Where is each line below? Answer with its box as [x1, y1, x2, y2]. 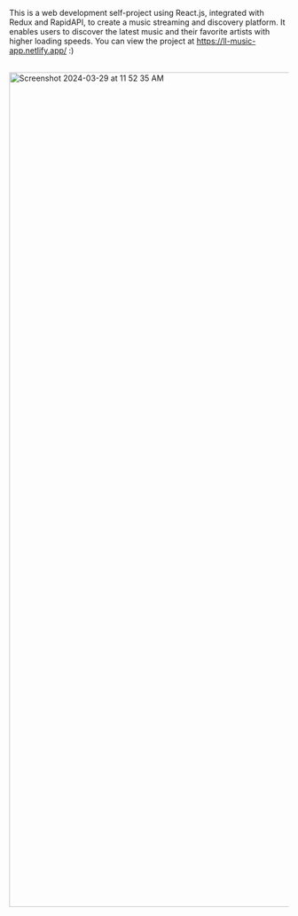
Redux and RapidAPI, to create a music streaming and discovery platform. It [9, 17, 286, 27]
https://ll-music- [196, 35, 256, 46]
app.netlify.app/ [9, 45, 67, 56]
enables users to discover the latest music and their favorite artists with [9, 27, 271, 36]
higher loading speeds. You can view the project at [9, 35, 195, 46]
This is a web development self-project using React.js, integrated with [9, 8, 264, 18]
